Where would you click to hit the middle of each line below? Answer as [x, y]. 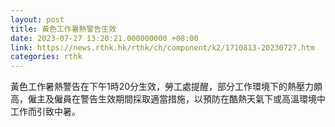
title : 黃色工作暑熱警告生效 [63, 29]
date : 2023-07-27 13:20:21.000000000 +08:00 [104, 38]
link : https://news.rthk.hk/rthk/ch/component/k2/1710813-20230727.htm [162, 47]
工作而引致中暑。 [45, 112]
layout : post [37, 19]
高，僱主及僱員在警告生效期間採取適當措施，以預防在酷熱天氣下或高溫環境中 [168, 99]
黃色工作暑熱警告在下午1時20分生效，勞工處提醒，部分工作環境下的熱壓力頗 [166, 87]
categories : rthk [46, 57]
